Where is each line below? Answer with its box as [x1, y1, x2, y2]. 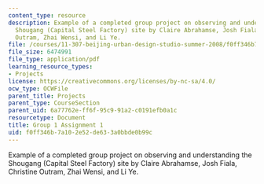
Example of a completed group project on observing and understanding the [8, 150, 253, 160]
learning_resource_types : [8, 63, 93, 71]
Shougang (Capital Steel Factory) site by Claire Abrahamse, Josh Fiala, [8, 158, 237, 167]
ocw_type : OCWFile [8, 84, 68, 93]
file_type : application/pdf [8, 56, 101, 64]
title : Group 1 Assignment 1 [8, 121, 104, 129]
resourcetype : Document [8, 114, 86, 122]
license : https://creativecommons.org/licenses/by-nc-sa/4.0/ [8, 77, 216, 85]
